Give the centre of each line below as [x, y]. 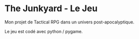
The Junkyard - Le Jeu [51, 9]
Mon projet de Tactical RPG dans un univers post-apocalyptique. [69, 22]
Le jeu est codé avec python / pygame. [44, 31]
